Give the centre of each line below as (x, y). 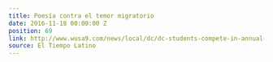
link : (17, 38)
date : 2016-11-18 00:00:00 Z (58, 23)
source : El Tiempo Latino (52, 46)
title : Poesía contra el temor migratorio (81, 16)
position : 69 (30, 31)
